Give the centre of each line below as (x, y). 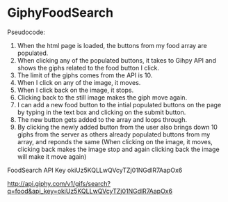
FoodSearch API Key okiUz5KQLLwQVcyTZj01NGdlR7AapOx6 (95, 170)
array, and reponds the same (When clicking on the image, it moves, (115, 141)
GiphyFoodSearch (60, 13)
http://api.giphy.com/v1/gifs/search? (59, 183)
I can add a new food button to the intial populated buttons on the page (119, 104)
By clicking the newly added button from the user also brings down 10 (117, 127)
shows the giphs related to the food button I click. (88, 68)
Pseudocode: (26, 32)
